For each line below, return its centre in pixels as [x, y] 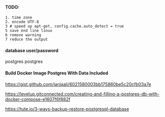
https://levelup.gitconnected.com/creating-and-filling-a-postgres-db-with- [82, 94]
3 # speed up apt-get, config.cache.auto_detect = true [64, 26]
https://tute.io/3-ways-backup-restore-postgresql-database [67, 109]
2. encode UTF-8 [22, 22]
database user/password [32, 50]
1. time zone [19, 17]
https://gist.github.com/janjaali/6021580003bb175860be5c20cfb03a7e [78, 84]
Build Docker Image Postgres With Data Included [57, 73]
